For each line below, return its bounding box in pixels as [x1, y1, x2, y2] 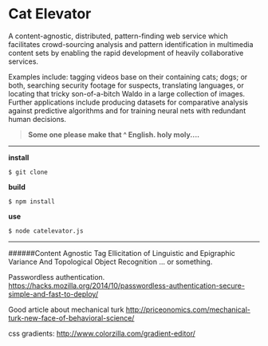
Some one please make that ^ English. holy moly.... [27, 129, 200, 140]
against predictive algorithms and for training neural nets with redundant [8, 105, 246, 116]
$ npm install [8, 197, 56, 206]
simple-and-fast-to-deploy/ [8, 289, 98, 299]
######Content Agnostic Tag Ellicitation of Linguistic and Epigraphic [8, 248, 235, 258]
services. [8, 57, 38, 66]
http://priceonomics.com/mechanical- [125, 305, 251, 314]
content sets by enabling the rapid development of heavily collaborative [8, 48, 244, 57]
